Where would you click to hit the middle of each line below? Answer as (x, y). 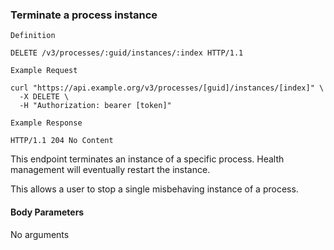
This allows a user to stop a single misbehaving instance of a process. (154, 189)
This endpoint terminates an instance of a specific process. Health (147, 159)
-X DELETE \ (44, 97)
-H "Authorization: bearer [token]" (95, 106)
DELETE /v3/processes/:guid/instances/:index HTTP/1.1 (127, 53)
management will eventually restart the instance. (110, 170)
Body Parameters (47, 212)
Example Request (44, 71)
